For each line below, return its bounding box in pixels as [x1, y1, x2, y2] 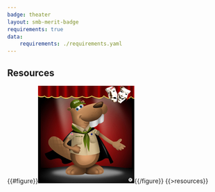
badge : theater [7, 11, 51, 18]
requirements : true [7, 26, 64, 33]
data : [7, 33, 23, 40]
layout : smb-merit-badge [7, 18, 79, 26]
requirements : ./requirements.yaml [19, 40, 123, 48]
